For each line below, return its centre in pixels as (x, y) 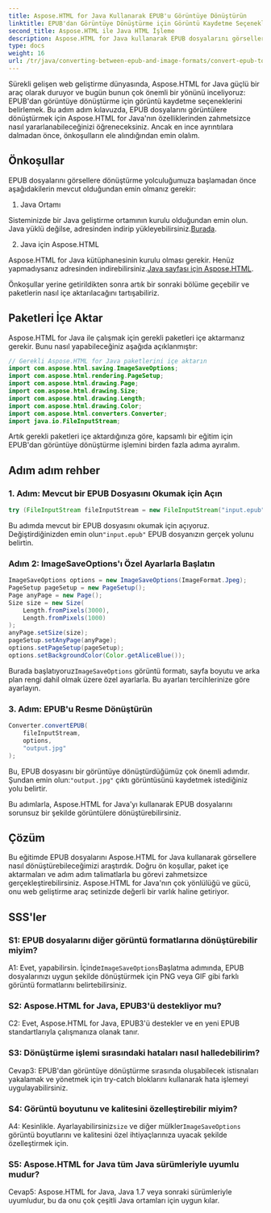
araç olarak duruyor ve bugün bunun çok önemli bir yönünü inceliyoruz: (127, 92)
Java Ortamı (40, 204)
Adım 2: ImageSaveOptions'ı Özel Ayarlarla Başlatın (112, 564)
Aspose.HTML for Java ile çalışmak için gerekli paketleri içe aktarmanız (127, 338)
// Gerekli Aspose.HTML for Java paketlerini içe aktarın (108, 361)
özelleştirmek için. (38, 1143)
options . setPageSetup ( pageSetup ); (67, 648)
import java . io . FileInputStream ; (65, 421)
